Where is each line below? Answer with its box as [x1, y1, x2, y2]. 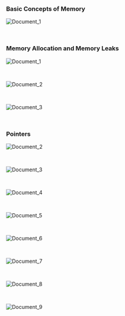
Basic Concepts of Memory [6, 5, 86, 13]
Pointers [6, 129, 31, 138]
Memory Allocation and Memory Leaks [6, 44, 119, 53]
